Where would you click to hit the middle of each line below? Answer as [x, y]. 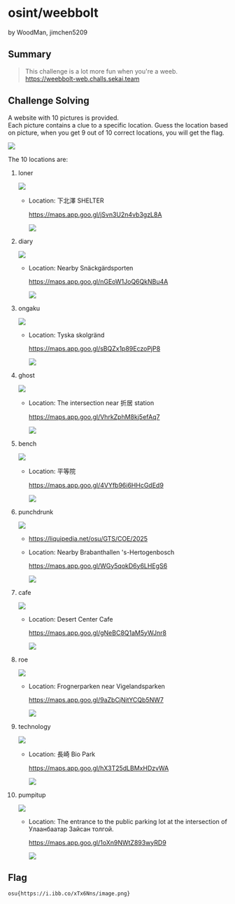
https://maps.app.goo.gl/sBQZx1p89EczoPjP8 [94, 348]
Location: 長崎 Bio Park [62, 754]
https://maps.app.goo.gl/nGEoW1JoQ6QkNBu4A [98, 281]
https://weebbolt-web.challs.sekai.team [82, 78]
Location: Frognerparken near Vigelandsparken [97, 686]
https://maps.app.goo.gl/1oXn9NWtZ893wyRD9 [97, 842]
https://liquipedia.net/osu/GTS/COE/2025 [88, 538]
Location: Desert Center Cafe [71, 619]
